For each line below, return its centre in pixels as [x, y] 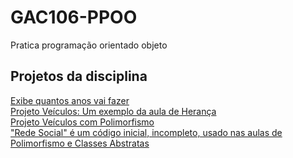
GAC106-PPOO [74, 17]
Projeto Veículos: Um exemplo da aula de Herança [113, 111]
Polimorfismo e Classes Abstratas [80, 143]
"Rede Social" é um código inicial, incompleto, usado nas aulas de [146, 132]
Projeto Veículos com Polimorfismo [82, 122]
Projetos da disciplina [79, 76]
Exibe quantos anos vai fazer [70, 100]
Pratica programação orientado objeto [89, 45]
